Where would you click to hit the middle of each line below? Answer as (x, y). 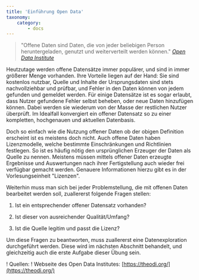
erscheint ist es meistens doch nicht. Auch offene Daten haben (83, 138)
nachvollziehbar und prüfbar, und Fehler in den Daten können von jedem (95, 88)
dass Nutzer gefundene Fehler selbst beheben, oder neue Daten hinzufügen (100, 101)
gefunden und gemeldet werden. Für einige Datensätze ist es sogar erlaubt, (99, 95)
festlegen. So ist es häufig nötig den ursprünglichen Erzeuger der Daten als (99, 151)
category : (29, 23)
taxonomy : (18, 17)
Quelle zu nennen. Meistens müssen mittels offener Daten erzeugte (89, 157)
